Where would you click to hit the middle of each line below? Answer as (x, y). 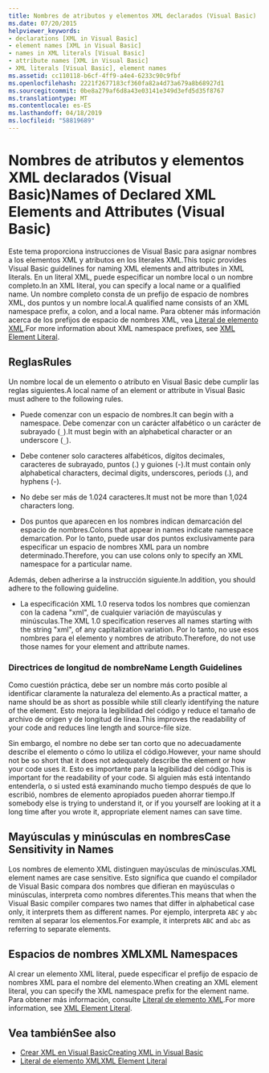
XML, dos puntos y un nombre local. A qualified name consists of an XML (128, 302)
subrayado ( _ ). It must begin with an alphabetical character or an (126, 431)
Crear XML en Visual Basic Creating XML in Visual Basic (112, 1053)
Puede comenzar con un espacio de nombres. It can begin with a (127, 414)
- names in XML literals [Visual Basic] (77, 53)
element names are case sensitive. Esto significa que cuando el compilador (133, 877)
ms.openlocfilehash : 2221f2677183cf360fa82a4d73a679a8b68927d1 (116, 83)
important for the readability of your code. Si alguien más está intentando (129, 777)
